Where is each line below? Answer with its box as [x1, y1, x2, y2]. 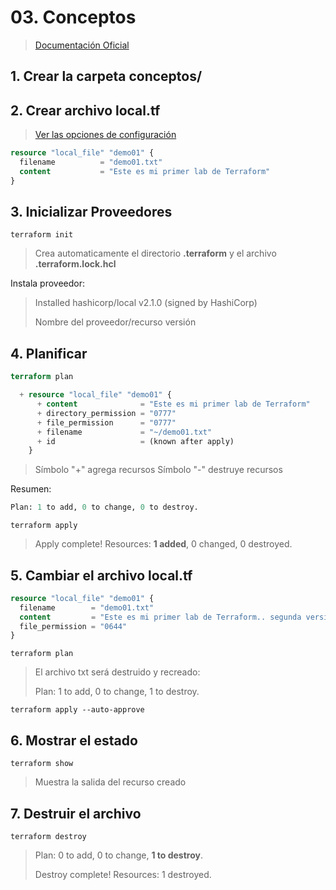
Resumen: [10, 483, 52, 495]
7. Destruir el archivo [10, 805, 142, 822]
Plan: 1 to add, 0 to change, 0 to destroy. [10, 502, 199, 513]
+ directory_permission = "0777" [36, 408, 177, 418]
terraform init [10, 230, 74, 240]
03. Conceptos [10, 6, 137, 29]
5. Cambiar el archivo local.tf [10, 567, 193, 584]
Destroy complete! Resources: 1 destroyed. [34, 868, 212, 880]
